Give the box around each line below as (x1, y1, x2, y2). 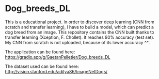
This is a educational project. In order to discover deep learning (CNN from (5, 19, 155, 25)
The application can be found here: (5, 49, 75, 55)
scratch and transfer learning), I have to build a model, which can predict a (5, 24, 154, 30)
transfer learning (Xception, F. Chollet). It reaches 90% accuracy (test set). (5, 34, 155, 40)
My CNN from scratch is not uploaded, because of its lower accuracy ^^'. (5, 39, 151, 45)
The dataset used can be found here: (5, 63, 79, 69)
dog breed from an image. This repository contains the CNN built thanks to (5, 29, 154, 35)
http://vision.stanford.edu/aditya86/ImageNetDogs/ (5, 68, 108, 74)
